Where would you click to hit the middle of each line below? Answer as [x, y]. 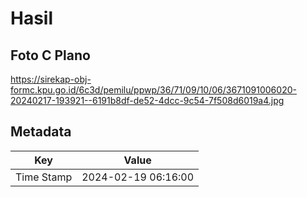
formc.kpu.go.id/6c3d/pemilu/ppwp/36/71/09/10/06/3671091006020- [153, 90]
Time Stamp [44, 177]
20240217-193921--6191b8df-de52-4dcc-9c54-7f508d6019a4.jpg [147, 100]
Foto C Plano [50, 55]
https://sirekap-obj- [51, 79]
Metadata [41, 132]
